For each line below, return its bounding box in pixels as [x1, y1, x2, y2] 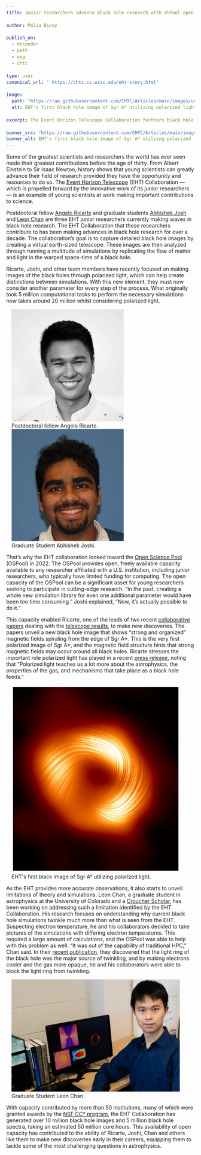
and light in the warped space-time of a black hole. [6, 254, 132, 261]
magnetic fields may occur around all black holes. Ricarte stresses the [6, 648, 179, 655]
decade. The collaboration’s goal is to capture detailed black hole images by [6, 235, 194, 242]
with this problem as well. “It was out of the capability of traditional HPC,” [6, 942, 187, 949]
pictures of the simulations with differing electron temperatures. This [6, 929, 175, 936]
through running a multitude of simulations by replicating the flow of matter [6, 247, 191, 254]
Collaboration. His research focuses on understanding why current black [6, 910, 185, 917]
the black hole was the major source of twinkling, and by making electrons [6, 955, 190, 962]
